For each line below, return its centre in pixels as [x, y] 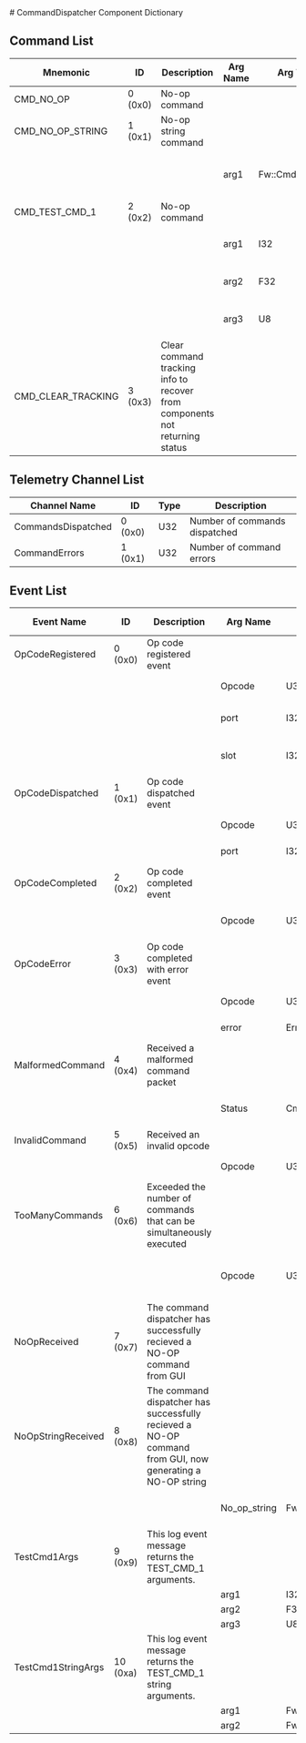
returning [180, 436]
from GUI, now [178, 1459]
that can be [171, 1221]
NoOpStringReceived [59, 1436]
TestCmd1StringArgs [59, 1667]
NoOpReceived [46, 1342]
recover [177, 391]
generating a [174, 1471]
